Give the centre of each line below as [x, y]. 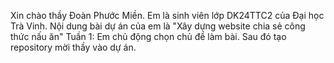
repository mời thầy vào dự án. [73, 47]
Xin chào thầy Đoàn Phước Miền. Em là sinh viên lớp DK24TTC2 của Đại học [167, 15]
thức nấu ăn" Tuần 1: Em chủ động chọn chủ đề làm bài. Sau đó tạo [148, 36]
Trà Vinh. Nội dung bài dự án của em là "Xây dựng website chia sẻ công [158, 26]
